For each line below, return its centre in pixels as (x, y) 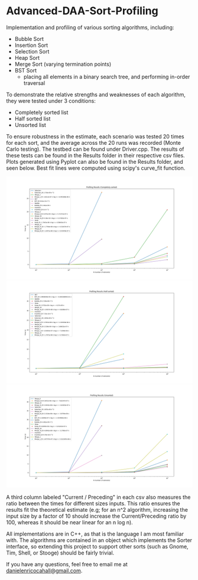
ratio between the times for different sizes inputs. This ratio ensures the (93, 503)
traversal (34, 83)
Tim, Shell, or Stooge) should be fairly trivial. (60, 553)
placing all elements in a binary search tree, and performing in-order (107, 77)
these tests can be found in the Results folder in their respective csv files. (95, 155)
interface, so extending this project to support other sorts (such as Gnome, (97, 546)
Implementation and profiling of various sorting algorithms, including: (90, 27)
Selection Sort (32, 51)
